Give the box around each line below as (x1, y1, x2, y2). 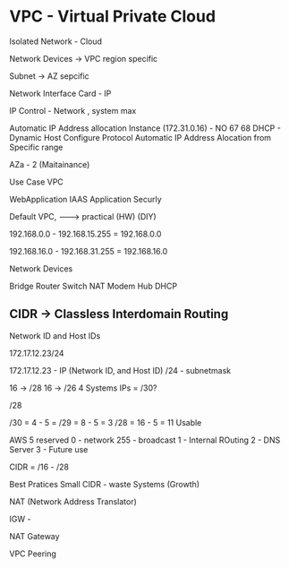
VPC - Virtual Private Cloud (9, 6, 217, 27)
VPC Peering (9, 548, 56, 559)
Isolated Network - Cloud (9, 36, 103, 47)
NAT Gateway (9, 530, 60, 541)
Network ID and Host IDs (9, 330, 101, 341)
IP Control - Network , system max (9, 105, 137, 116)
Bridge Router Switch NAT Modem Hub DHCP (9, 280, 177, 291)
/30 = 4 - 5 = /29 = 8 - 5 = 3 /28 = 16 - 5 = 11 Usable (9, 417, 202, 427)
